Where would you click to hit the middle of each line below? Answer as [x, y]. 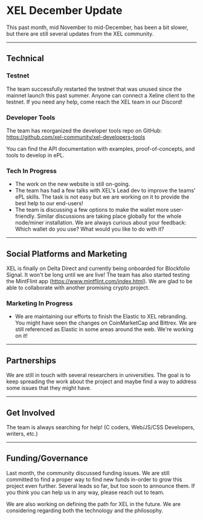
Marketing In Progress [40, 303]
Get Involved [31, 413]
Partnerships [31, 360]
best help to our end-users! [49, 203]
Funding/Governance [47, 459]
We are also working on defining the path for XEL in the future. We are [94, 504]
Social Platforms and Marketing [67, 254]
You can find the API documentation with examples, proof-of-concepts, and [101, 148]
